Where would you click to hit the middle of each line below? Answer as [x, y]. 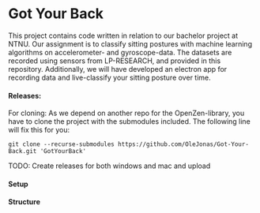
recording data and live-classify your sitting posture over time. [109, 77]
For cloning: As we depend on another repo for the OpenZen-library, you [126, 113]
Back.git [23, 151]
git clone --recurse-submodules [61, 144]
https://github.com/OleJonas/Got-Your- [183, 144]
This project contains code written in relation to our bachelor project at [123, 35]
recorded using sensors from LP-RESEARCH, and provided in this [115, 61]
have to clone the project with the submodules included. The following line [129, 121]
